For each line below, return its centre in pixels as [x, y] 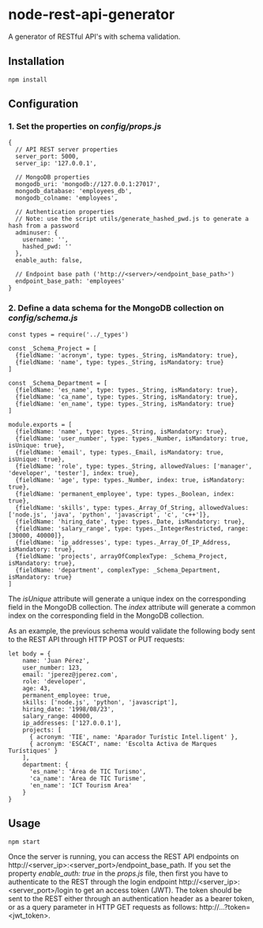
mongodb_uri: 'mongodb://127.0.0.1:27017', [88, 184]
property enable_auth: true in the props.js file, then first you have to [118, 873]
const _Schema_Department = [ [58, 383]
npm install [28, 80]
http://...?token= [225, 907]
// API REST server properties [67, 150]
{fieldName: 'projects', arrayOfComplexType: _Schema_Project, [121, 556]
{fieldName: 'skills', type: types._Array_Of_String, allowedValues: [132, 508]
